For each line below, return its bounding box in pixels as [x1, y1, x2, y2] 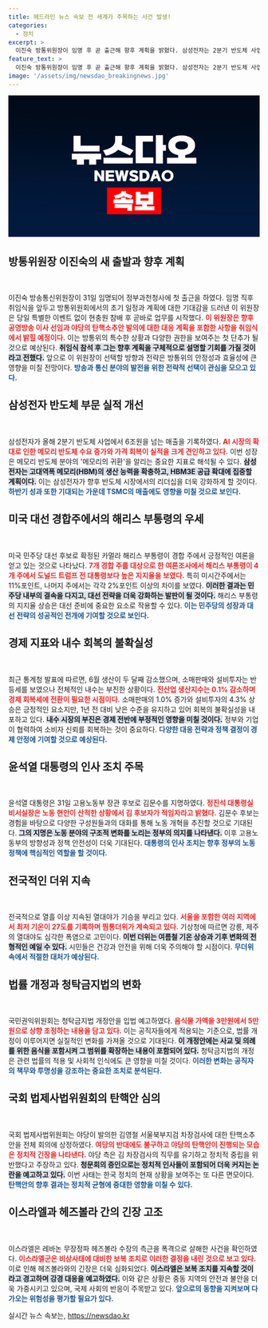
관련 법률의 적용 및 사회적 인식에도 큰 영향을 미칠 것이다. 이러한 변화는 [16, 1055, 233, 1065]
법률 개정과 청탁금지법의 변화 [8, 978, 142, 991]
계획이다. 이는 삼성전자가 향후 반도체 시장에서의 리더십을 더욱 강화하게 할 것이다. [8, 477, 258, 486]
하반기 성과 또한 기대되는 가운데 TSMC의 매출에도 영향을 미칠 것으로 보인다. [8, 486, 242, 496]
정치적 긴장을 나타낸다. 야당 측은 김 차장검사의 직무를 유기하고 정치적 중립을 [16, 1150, 250, 1159]
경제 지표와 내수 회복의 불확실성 [8, 636, 154, 650]
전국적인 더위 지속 [8, 874, 91, 887]
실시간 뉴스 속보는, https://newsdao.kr [8, 1310, 130, 1320]
